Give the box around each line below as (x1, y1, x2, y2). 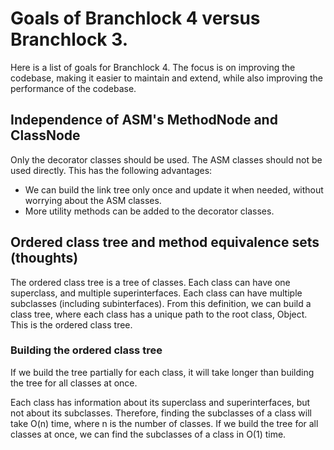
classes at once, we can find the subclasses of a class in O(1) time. (10, 428, 287, 440)
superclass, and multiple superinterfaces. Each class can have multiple (10, 287, 303, 299)
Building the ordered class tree (10, 343, 163, 357)
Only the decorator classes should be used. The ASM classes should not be (10, 153, 323, 166)
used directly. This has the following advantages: (10, 164, 213, 176)
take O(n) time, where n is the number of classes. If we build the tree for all (10, 417, 319, 429)
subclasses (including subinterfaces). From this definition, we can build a (10, 297, 312, 309)
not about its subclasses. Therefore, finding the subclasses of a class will (10, 407, 313, 419)
